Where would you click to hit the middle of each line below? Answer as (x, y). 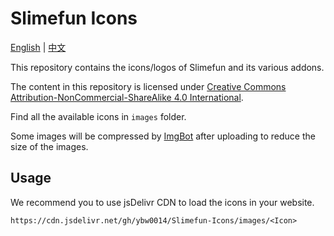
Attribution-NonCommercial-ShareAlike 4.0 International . (127, 97)
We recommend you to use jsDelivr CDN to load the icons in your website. (162, 202)
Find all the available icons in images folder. (98, 116)
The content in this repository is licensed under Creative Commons (148, 86)
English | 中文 (38, 47)
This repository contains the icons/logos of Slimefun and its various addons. (167, 67)
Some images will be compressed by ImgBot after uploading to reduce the (163, 136)
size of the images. (49, 146)
